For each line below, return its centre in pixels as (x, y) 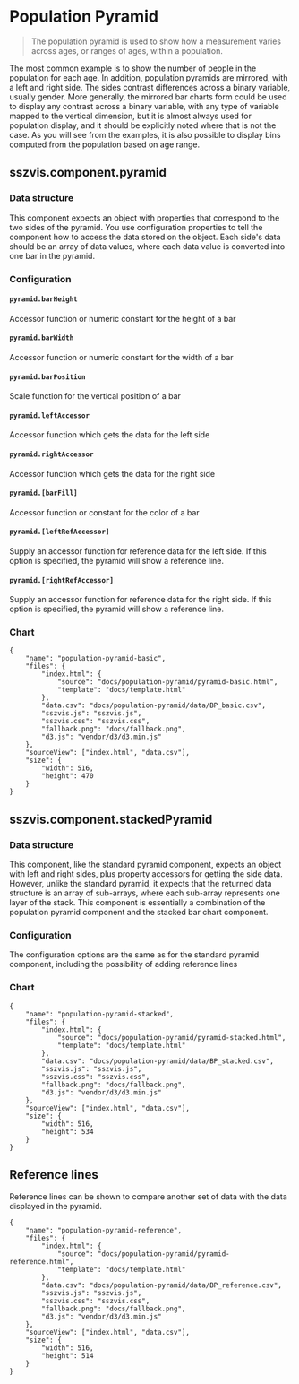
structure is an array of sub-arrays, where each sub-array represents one (145, 893)
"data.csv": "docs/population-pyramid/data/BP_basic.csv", (154, 705)
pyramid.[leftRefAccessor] (60, 532)
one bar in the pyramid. (52, 255)
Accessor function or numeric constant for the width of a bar (122, 357)
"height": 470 (68, 776)
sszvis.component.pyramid (88, 173)
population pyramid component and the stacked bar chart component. (139, 913)
